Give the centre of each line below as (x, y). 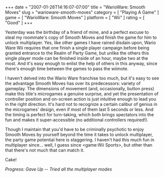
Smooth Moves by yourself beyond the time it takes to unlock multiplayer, (79, 135)
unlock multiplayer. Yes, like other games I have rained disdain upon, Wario (81, 43)
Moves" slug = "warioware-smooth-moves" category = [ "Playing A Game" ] (82, 12)
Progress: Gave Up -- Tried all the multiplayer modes (59, 169)
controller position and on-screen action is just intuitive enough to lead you (81, 99)
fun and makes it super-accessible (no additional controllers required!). (77, 120)
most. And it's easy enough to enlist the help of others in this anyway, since (81, 63)
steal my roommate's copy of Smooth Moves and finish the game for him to (81, 37)
